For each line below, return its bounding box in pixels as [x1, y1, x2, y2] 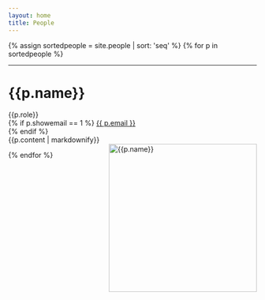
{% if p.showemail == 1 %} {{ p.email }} [8, 118, 136, 128]
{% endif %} [8, 127, 49, 137]
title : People [8, 19, 55, 27]
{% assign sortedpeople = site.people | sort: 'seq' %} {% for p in [8, 40, 218, 50]
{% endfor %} [8, 151, 54, 160]
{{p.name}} [8, 84, 85, 102]
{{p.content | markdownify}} [8, 135, 100, 144]
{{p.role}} [8, 110, 39, 119]
